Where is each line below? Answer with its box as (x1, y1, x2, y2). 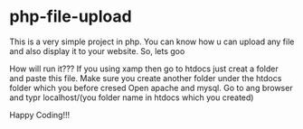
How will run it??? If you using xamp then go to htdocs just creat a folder (9, 63, 279, 74)
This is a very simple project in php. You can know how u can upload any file (9, 36, 295, 47)
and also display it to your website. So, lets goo (9, 45, 185, 56)
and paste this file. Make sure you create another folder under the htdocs (9, 72, 282, 83)
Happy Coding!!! (9, 109, 71, 120)
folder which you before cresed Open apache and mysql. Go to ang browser (9, 82, 293, 93)
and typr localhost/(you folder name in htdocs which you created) (9, 92, 254, 103)
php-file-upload (9, 6, 133, 27)
